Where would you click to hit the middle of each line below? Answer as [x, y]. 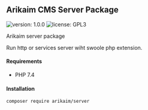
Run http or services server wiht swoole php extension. [74, 47]
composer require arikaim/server [48, 102]
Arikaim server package [36, 36]
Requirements [24, 61]
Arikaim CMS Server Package [62, 10]
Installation [20, 88]
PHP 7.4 [25, 75]
